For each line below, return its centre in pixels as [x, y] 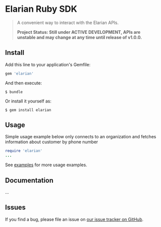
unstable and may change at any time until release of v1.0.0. [79, 37]
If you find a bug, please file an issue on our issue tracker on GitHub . [74, 219]
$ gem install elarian [28, 110]
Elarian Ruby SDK [41, 9]
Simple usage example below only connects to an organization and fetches [81, 137]
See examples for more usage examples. [46, 165]
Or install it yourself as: [28, 101]
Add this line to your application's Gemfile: [48, 64]
